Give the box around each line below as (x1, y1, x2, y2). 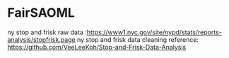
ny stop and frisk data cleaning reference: (76, 35, 199, 43)
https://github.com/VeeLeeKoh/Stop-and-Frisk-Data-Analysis (7, 43, 187, 51)
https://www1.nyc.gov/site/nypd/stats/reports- (86, 28, 223, 36)
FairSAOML (7, 5, 76, 21)
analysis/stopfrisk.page (7, 35, 76, 43)
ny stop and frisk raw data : (7, 28, 87, 36)
